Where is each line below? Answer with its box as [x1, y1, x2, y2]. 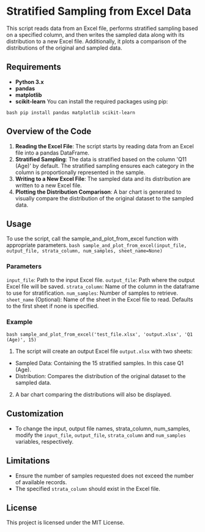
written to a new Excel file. [15, 181, 82, 189]
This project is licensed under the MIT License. [6, 519, 125, 526]
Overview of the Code [6, 126, 92, 137]
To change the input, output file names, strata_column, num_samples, [15, 425, 191, 432]
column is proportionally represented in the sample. [15, 169, 146, 176]
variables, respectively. [15, 438, 74, 445]
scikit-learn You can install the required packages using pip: [15, 97, 168, 105]
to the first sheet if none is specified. [6, 302, 99, 310]
